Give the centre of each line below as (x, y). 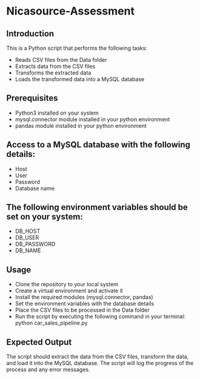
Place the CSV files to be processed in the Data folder (82, 310)
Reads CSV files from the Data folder (61, 60)
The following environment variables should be (97, 207)
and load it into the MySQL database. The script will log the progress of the (100, 363)
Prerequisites (32, 98)
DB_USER (27, 238)
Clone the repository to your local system (67, 284)
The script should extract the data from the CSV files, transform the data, (98, 357)
